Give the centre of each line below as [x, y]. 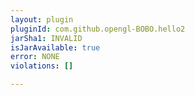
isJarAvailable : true [55, 47]
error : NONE [35, 57]
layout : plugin [42, 19]
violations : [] [42, 66]
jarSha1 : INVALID [46, 38]
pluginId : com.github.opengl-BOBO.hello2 [98, 29]
